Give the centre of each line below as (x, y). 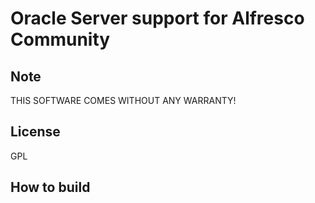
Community (60, 39)
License (35, 132)
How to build (50, 187)
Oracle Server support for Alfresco (157, 18)
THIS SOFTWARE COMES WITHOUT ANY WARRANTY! (123, 100)
